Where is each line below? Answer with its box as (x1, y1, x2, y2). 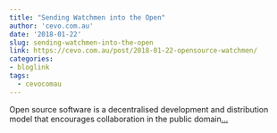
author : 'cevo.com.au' (9, 21, 94, 30)
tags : (9, 71, 29, 80)
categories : (9, 54, 54, 63)
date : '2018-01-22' (9, 29, 82, 38)
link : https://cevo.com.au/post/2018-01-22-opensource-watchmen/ (9, 46, 257, 55)
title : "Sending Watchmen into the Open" (9, 12, 166, 22)
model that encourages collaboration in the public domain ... (9, 113, 229, 124)
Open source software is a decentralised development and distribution (9, 104, 269, 114)
